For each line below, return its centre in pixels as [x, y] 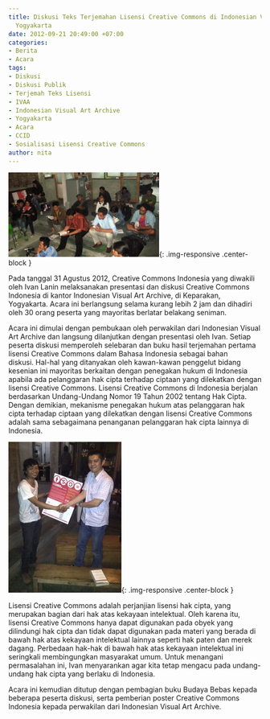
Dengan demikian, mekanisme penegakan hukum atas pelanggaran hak [127, 405]
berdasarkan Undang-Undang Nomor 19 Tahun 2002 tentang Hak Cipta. [128, 396]
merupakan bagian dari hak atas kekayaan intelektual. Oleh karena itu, [125, 614]
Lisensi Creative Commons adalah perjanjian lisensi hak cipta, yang [120, 605]
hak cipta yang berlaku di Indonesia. [95, 674]
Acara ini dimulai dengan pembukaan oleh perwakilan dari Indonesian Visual [135, 328]
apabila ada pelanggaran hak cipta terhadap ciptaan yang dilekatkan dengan [135, 379]
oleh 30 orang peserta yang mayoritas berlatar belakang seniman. [118, 312]
